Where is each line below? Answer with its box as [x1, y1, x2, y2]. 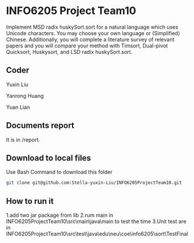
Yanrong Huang [6, 92, 44, 99]
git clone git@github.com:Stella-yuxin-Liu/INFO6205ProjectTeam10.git [6, 180, 182, 186]
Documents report [6, 121, 74, 131]
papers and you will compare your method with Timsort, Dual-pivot [6, 42, 168, 49]
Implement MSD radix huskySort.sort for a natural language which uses [6, 23, 179, 30]
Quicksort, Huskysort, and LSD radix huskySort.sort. [6, 48, 133, 55]
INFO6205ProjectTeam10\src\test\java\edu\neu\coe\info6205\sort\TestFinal [6, 230, 189, 238]
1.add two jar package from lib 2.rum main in [6, 212, 114, 219]
